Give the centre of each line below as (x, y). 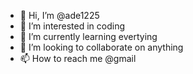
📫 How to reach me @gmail (78, 58)
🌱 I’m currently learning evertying (88, 36)
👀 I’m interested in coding (72, 26)
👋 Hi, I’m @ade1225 (59, 15)
